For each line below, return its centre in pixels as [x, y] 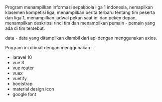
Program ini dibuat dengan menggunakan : [49, 48]
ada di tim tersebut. [25, 28]
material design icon [33, 89]
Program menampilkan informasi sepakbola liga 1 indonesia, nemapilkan [79, 7]
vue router [23, 68]
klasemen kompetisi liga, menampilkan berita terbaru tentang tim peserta [80, 12]
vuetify [20, 78]
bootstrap [22, 84]
